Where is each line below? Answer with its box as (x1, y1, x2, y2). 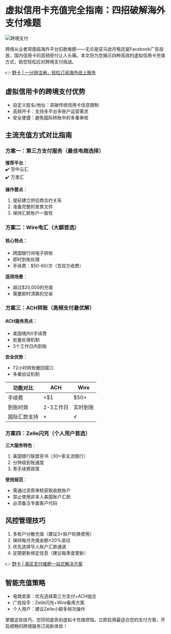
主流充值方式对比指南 (5, 131, 72, 140)
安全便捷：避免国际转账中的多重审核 (12, 114, 89, 120)
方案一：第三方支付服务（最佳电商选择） (5, 147, 104, 155)
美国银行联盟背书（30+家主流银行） (12, 453, 88, 459)
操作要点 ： (5, 187, 28, 193)
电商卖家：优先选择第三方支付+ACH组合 (12, 593, 96, 599)
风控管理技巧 (5, 517, 46, 525)
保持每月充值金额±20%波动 (12, 537, 71, 543)
